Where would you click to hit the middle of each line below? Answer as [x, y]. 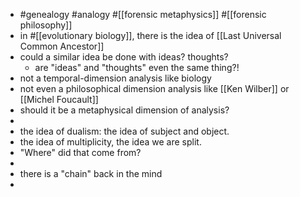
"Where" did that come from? [80, 152]
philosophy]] [46, 25]
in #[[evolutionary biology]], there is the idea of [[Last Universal [150, 35]
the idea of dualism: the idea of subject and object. [124, 131]
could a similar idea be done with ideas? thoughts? [124, 57]
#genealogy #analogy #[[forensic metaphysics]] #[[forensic [143, 14]
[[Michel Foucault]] [59, 99]
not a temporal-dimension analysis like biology [115, 78]
